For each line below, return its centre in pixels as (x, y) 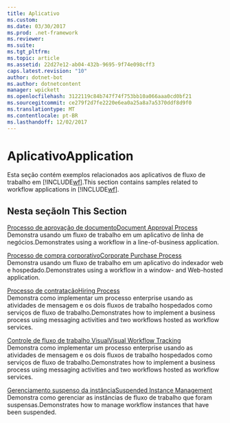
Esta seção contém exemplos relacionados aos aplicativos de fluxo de (106, 175)
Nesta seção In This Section (67, 211)
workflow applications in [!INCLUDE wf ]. (63, 190)
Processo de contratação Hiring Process (64, 291)
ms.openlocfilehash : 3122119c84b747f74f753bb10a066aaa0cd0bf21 (100, 97)
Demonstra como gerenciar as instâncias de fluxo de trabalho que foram (110, 398)
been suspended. (32, 412)
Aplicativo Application (70, 156)
